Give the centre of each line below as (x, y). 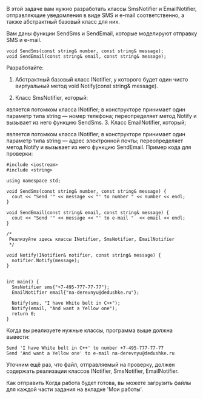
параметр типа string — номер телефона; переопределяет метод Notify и (101, 116)
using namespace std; (34, 181)
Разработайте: (25, 68)
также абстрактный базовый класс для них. (63, 22)
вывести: (18, 337)
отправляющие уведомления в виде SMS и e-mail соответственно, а (95, 15)
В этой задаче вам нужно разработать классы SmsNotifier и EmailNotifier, (101, 9)
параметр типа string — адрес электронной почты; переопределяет (95, 141)
